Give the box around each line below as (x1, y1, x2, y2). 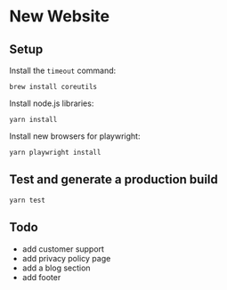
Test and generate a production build (9, 172, 218, 188)
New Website (9, 6, 109, 27)
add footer (21, 271, 61, 282)
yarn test (9, 196, 46, 205)
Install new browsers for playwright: (9, 131, 141, 141)
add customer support (21, 243, 105, 254)
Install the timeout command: (9, 65, 117, 76)
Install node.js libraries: (9, 98, 94, 109)
